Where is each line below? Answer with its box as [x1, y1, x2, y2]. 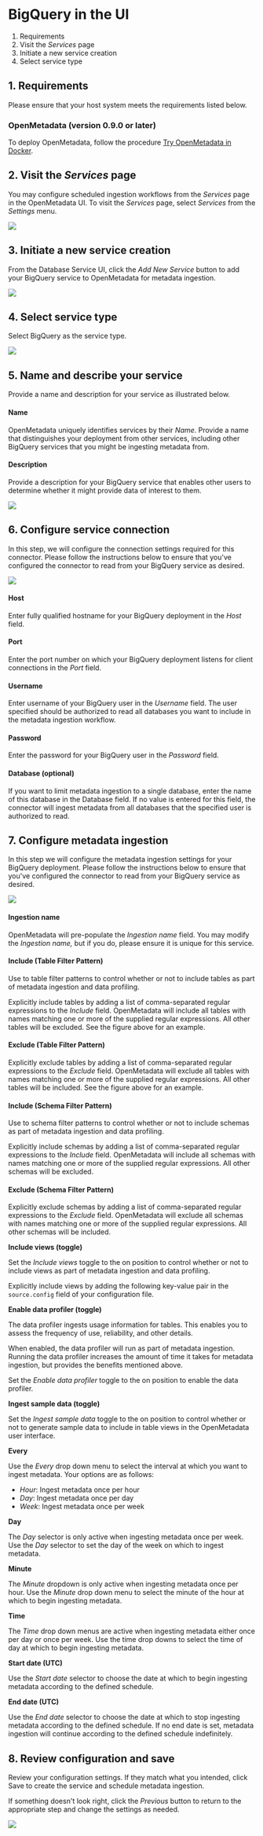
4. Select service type [8, 310, 118, 324]
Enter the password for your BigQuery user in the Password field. [8, 750, 220, 760]
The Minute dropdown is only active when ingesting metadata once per [8, 1579, 239, 1589]
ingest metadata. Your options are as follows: [8, 1470, 155, 1479]
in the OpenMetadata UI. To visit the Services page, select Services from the [8, 198, 256, 207]
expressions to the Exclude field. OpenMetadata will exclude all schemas [8, 1211, 243, 1220]
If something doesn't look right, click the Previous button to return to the [8, 1797, 242, 1806]
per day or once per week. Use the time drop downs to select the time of [8, 1635, 243, 1644]
